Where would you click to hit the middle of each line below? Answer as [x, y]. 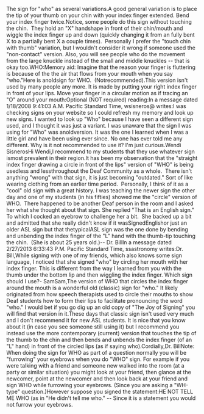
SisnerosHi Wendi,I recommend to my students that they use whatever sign [100, 151]
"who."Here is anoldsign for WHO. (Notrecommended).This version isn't [97, 80]
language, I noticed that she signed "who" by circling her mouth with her [97, 262]
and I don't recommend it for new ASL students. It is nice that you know [96, 320]
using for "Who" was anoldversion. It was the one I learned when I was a [97, 132]
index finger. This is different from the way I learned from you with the [94, 268]
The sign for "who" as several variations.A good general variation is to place [102, 9]
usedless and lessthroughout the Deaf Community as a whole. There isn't [99, 171]
